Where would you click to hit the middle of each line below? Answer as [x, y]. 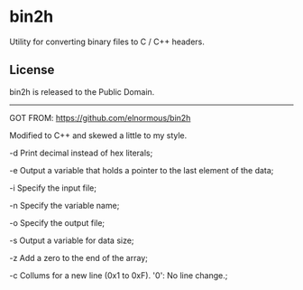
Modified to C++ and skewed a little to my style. [98, 135]
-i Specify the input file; [53, 188]
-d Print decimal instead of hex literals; [81, 153]
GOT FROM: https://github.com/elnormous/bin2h [100, 117]
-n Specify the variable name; [64, 205]
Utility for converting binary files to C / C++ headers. [107, 42]
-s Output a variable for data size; [72, 240]
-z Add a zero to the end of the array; [79, 257]
